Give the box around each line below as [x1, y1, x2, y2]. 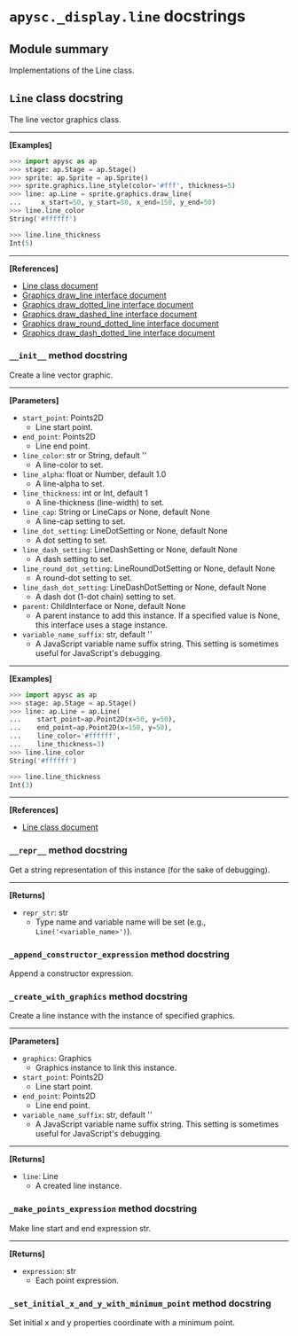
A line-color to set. [35, 459, 104, 470]
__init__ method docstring [9, 349, 128, 362]
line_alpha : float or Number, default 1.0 [21, 468, 167, 480]
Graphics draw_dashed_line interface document [21, 309, 198, 319]
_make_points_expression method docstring [9, 1203, 198, 1215]
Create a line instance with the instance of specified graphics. [9, 1011, 236, 1021]
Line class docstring [9, 90, 124, 105]
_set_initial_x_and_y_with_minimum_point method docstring [9, 1297, 272, 1309]
